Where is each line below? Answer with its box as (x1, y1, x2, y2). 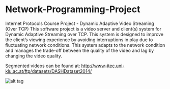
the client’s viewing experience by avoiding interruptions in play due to (5, 37, 153, 43)
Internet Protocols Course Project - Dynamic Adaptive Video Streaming (5, 20, 154, 26)
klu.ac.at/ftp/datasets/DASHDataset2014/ (5, 68, 92, 74)
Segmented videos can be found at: (5, 63, 80, 69)
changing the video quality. (5, 52, 63, 59)
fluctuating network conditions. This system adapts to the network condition (5, 42, 165, 48)
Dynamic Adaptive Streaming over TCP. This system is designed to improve (5, 31, 164, 37)
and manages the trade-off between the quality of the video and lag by (5, 47, 154, 53)
